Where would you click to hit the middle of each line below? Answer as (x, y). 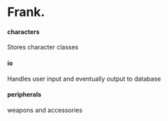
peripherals (24, 95)
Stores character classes (43, 47)
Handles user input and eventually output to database (84, 79)
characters (23, 31)
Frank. (26, 12)
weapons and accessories (45, 110)
